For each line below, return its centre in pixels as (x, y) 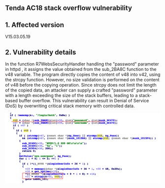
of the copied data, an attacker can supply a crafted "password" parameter (81, 90)
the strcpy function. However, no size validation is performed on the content (82, 80)
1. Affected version (35, 25)
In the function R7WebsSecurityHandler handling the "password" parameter (82, 64)
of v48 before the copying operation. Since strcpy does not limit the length (81, 85)
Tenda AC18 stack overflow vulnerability (68, 8)
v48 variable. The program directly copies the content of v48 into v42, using (83, 75)
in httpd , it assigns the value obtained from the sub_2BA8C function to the (81, 69)
